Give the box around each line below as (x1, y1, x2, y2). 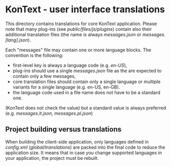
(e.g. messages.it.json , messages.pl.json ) (5, 110, 93, 116)
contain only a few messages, (12, 73, 76, 79)
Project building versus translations (5, 125, 122, 134)
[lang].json (5, 37, 28, 43)
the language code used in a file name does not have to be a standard (12, 89, 160, 95)
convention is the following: (5, 52, 63, 58)
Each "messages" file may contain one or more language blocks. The (5, 47, 152, 53)
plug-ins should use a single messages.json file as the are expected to (12, 68, 162, 74)
